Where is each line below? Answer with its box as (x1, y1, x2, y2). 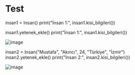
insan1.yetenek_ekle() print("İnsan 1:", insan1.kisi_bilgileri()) (5, 29, 127, 35)
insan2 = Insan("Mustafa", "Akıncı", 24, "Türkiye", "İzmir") (5, 49, 125, 55)
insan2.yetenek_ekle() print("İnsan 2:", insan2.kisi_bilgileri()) (5, 54, 130, 60)
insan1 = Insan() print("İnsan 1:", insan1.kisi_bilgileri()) (5, 20, 115, 26)
